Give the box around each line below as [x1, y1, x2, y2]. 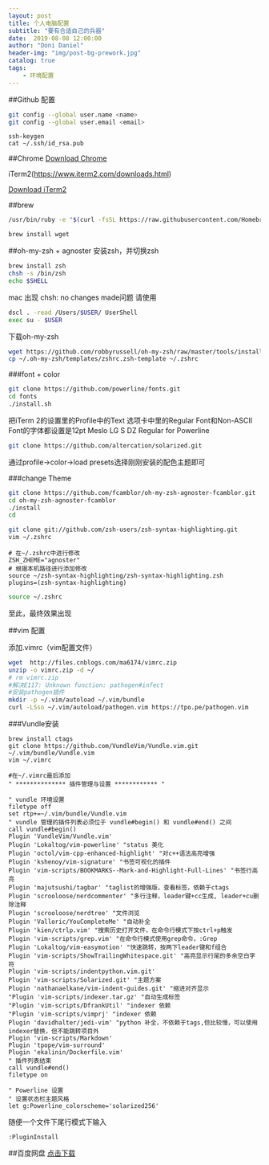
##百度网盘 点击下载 [8, 1148, 76, 1158]
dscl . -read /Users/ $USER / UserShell [8, 309, 138, 317]
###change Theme [8, 473, 72, 483]
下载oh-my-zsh [8, 331, 59, 341]
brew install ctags [8, 735, 74, 743]
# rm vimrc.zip [8, 673, 59, 681]
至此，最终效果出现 [8, 608, 72, 618]
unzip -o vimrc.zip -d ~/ [8, 666, 94, 674]
